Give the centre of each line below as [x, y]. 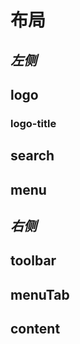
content [35, 329]
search [32, 156]
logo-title [33, 123]
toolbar [33, 261]
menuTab [40, 294]
